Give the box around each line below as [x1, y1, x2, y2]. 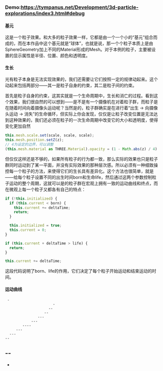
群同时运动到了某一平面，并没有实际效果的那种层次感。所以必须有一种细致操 [5, 162, 158, 168]
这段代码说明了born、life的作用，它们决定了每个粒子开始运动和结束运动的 [5, 268, 152, 274]
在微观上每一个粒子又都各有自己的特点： [5, 186, 86, 192]
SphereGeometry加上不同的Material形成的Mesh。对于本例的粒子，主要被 [5, 47, 152, 53]
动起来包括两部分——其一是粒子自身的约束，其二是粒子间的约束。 [5, 82, 137, 89]
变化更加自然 [5, 123, 31, 129]
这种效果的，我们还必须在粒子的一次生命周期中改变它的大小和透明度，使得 [9, 117, 158, 123]
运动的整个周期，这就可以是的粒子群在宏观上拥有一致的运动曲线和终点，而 [9, 180, 158, 186]
